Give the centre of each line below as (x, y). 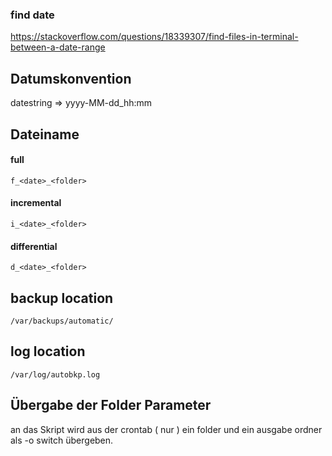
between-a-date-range (58, 47)
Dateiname (45, 134)
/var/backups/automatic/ (62, 321)
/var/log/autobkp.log (55, 374)
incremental (36, 203)
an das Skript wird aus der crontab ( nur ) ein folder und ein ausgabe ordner (166, 429)
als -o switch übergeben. (62, 440)
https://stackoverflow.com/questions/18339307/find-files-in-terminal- (154, 37)
